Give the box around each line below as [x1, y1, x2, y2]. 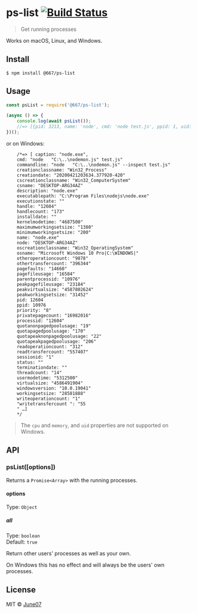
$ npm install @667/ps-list [6, 70, 76, 76]
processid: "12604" [17, 318, 65, 324]
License [6, 585, 36, 595]
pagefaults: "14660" [17, 266, 67, 271]
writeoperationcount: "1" [17, 396, 81, 402]
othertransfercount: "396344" [17, 260, 92, 267]
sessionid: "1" [17, 354, 54, 360]
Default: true [6, 538, 38, 545]
